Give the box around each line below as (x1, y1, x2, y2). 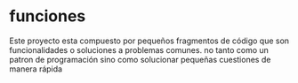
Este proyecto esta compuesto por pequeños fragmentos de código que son (9, 35, 290, 46)
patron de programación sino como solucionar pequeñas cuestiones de (9, 54, 271, 64)
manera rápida (9, 64, 63, 74)
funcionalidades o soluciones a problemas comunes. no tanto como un (9, 44, 270, 55)
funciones (9, 6, 86, 26)
